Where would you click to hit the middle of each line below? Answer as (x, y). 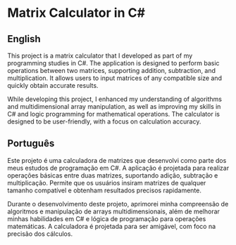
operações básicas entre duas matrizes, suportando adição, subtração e (113, 175)
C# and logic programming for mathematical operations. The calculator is (114, 114)
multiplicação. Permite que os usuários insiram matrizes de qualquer (107, 183)
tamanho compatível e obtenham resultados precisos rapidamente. (105, 190)
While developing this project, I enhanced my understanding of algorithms (115, 99)
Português (31, 144)
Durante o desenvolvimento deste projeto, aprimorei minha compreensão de (118, 204)
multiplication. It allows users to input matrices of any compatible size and (114, 78)
